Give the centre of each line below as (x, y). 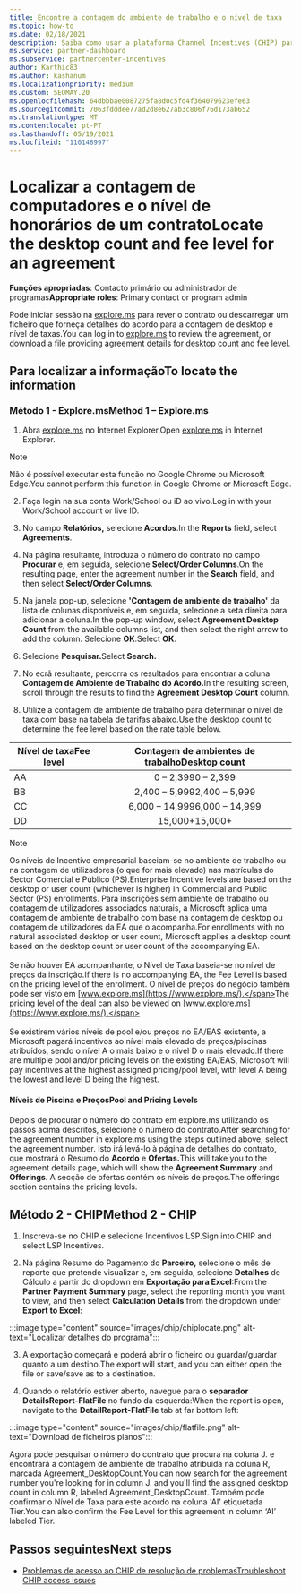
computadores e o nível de (110, 206)
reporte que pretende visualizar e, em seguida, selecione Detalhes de (151, 1273)
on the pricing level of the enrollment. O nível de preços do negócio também (150, 984)
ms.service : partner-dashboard (68, 51)
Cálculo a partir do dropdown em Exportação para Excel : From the (144, 1282)
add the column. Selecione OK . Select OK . (99, 639)
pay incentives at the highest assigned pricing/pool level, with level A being (148, 1070)
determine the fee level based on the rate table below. (122, 729)
